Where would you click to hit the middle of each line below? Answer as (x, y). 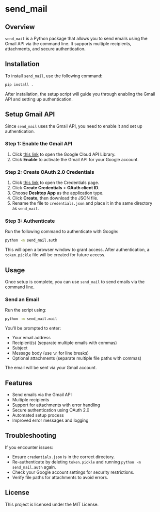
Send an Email (22, 299)
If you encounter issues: (29, 447)
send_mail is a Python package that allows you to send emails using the (76, 38)
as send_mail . (25, 208)
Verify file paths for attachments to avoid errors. (60, 477)
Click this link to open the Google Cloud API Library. (64, 154)
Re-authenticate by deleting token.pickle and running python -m (76, 462)
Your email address (31, 338)
